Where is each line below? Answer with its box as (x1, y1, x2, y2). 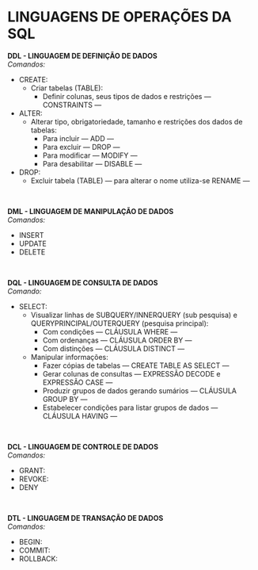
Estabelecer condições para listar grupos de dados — (42, 403, 218, 412)
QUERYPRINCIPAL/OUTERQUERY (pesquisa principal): (30, 318, 209, 328)
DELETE (18, 247, 46, 257)
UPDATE (18, 239, 47, 248)
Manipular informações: (30, 352, 108, 362)
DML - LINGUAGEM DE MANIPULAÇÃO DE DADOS (7, 206, 174, 216)
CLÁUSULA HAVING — (42, 411, 118, 420)
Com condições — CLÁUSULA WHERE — (42, 327, 178, 336)
